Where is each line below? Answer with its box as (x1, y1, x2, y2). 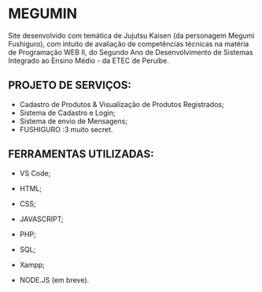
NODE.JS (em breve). (19, 275, 90, 284)
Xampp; (19, 260, 46, 269)
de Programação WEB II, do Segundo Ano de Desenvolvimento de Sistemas (8, 47, 253, 57)
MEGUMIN (8, 5, 77, 23)
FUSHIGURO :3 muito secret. (19, 124, 113, 134)
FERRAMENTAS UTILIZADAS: (8, 147, 154, 161)
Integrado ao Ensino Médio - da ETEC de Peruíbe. (8, 56, 169, 65)
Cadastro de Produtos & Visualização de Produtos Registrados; (19, 99, 224, 109)
